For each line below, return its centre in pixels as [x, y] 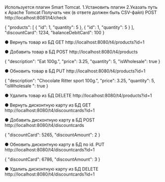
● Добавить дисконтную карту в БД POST [50, 120]
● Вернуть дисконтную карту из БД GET [48, 105]
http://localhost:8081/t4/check [36, 18]
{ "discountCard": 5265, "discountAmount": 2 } [53, 135]
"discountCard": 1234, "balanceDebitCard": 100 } [55, 32]
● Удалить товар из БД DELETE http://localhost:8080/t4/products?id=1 [78, 95]
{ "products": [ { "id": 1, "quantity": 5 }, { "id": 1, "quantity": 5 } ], [70, 27]
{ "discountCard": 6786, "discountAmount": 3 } [53, 159]
